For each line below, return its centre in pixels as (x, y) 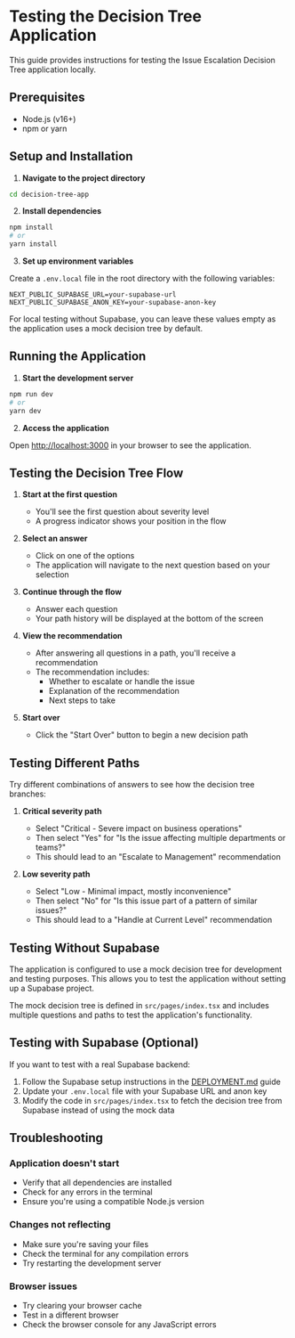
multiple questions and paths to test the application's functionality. (131, 1015)
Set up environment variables (78, 261)
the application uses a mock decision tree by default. (106, 329)
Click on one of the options (85, 556)
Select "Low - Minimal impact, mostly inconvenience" (133, 892)
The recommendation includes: (92, 672)
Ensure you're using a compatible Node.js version (113, 1202)
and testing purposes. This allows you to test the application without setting (147, 978)
